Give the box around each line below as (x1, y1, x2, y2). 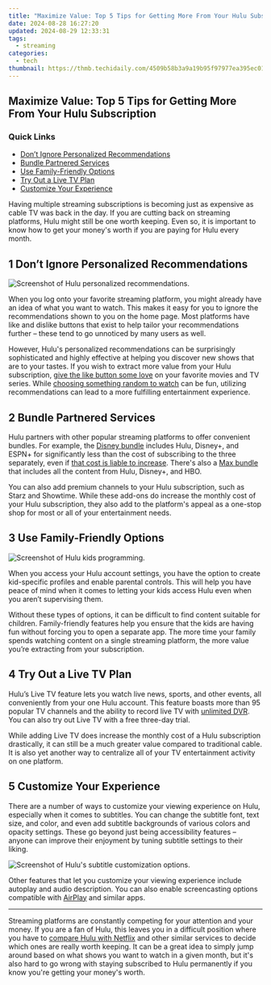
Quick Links (8, 131, 56, 142)
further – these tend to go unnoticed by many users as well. (8, 329, 206, 339)
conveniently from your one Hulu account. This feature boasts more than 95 (8, 697, 261, 707)
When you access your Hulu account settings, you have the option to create (8, 568, 261, 578)
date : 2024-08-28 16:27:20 (8, 19, 99, 27)
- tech (15, 57, 38, 65)
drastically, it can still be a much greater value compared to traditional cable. (8, 739, 262, 748)
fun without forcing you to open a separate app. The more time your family (8, 627, 256, 637)
